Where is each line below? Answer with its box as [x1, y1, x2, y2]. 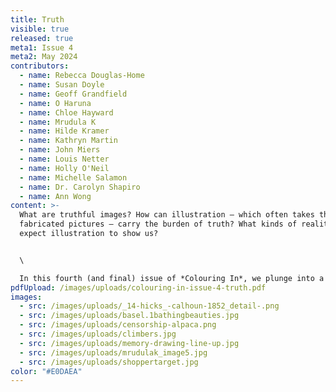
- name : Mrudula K [19, 117, 97, 127]
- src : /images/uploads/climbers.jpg [19, 329, 177, 339]
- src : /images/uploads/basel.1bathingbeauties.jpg [19, 311, 240, 321]
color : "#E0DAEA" [10, 366, 83, 376]
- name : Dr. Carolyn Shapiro [19, 182, 141, 192]
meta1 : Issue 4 [10, 42, 74, 53]
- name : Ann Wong [19, 191, 92, 201]
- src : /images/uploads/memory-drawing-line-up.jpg [19, 338, 240, 348]
